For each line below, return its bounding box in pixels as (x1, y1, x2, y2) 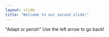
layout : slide (5, 7, 35, 13)
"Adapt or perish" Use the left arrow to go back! (5, 26, 104, 32)
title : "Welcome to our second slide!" (5, 12, 89, 17)
